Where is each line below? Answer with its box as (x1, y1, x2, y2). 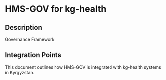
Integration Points (5, 51, 62, 59)
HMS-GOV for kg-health (5, 3, 107, 15)
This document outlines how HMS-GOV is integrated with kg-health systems (5, 64, 161, 70)
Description (5, 23, 42, 32)
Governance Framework (5, 36, 55, 42)
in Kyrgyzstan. (5, 69, 35, 75)
